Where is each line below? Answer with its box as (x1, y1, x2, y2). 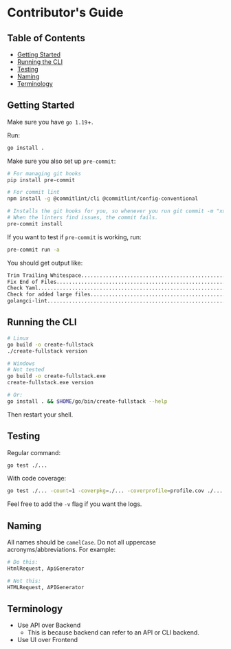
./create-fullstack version (7, 347, 88, 355)
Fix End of (7, 278, 38, 285)
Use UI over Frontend (16, 636, 78, 644)
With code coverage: (7, 474, 67, 483)
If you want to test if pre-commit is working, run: (7, 232, 142, 241)
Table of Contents (7, 32, 86, 44)
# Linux (7, 335, 30, 342)
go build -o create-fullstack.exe (7, 373, 107, 379)
